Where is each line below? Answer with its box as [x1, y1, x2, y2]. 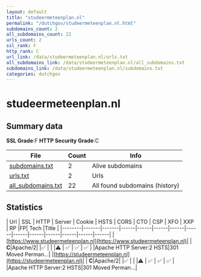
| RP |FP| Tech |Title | [6, 225, 59, 232]
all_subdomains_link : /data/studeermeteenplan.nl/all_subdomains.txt [6, 59, 185, 65]
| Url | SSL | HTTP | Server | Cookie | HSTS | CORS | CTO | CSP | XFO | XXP [6, 218, 194, 225]
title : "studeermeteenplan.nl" [6, 15, 85, 21]
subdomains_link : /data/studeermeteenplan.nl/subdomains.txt [6, 65, 164, 72]
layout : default [6, 8, 47, 15]
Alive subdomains [92, 162, 143, 170]
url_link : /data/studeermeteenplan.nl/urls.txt [6, 54, 129, 60]
